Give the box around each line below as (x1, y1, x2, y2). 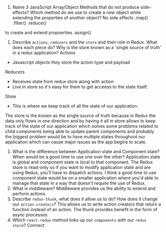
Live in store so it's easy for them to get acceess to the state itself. (12, 84, 148, 90)
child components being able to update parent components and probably (5, 128, 155, 134)
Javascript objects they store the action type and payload (12, 59, 130, 65)
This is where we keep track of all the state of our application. (12, 103, 139, 109)
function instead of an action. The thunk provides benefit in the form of (12, 207, 158, 212)
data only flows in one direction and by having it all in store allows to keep (5, 118, 156, 123)
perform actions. (12, 191, 47, 196)
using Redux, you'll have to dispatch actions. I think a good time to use (12, 170, 157, 175)
